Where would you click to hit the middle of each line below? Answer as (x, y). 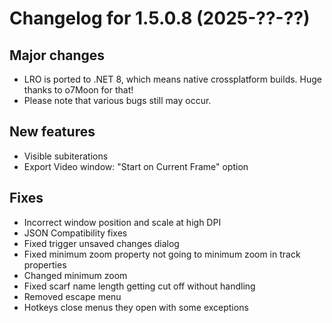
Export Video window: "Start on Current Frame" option (136, 166)
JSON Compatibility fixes (75, 233)
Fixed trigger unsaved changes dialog (101, 243)
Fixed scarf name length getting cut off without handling (139, 286)
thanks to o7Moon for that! (78, 90)
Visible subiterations (66, 156)
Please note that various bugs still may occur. (117, 100)
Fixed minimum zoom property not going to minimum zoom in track (162, 254)
